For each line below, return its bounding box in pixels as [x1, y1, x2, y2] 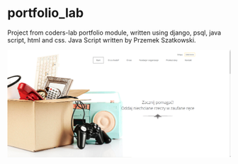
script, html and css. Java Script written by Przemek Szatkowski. [7, 35, 196, 44]
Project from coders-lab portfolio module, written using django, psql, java [7, 28, 222, 37]
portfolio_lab [7, 5, 84, 21]
